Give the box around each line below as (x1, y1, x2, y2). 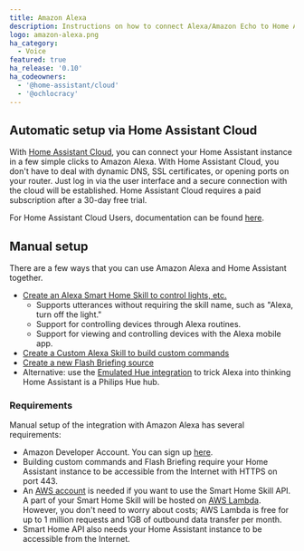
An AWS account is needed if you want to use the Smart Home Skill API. (22, 486, 291, 497)
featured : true (9, 55, 67, 64)
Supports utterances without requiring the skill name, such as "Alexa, (35, 300, 294, 311)
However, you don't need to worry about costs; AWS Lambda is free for (22, 505, 290, 516)
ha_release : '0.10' (9, 64, 83, 73)
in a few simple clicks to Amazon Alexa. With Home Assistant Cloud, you (9, 156, 280, 168)
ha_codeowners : (9, 72, 67, 82)
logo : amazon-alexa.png (9, 30, 100, 39)
